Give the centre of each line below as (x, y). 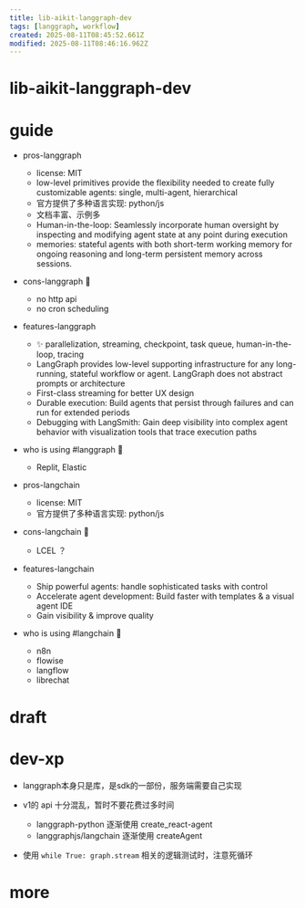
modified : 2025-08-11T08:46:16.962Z (79, 43)
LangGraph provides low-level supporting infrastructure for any (155, 364)
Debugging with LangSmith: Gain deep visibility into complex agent (162, 423)
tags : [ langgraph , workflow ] (65, 26)
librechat (53, 680)
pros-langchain (51, 485)
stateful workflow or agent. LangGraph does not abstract (176, 374)
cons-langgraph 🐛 (56, 282)
